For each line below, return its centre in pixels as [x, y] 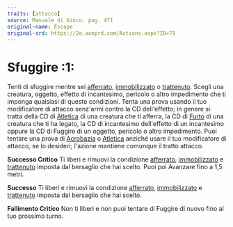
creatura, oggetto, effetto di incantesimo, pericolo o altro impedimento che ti [116, 94]
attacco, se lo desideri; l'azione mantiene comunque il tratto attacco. [105, 146]
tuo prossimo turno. [35, 216]
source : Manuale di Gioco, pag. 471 [60, 20]
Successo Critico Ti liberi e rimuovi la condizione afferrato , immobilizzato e [115, 159]
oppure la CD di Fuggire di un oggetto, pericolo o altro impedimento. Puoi [112, 131]
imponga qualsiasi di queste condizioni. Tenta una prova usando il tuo [107, 102]
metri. [16, 174]
